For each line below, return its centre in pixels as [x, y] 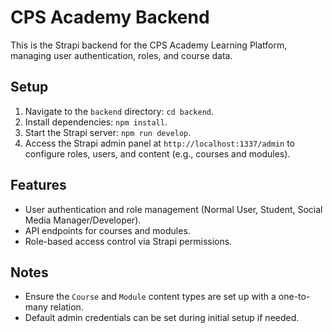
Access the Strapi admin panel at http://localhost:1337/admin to [159, 143]
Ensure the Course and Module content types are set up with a [150, 297]
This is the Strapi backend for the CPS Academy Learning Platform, [149, 45]
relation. [66, 307]
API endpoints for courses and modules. [107, 230]
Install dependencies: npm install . [96, 122]
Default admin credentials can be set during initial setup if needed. [162, 318]
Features [38, 185]
